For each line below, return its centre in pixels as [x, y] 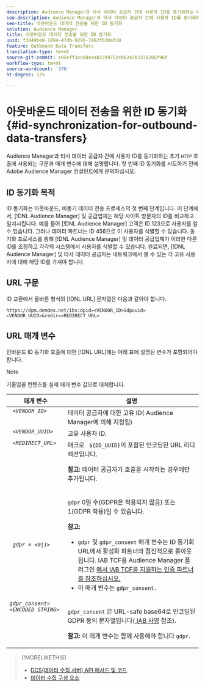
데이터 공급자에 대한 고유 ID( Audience [120, 413]
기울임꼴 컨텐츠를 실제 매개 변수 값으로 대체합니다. [66, 384]
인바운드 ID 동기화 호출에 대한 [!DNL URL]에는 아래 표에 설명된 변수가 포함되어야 [102, 351]
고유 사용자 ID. [87, 433]
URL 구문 [23, 283]
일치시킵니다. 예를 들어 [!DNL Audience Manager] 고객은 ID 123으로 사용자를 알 [102, 223]
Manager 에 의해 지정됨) [100, 422]
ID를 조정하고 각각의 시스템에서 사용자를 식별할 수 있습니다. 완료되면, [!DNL [96, 246]
